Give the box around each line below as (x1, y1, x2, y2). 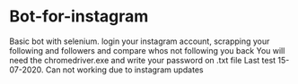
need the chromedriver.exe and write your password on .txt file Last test (9, 55, 276, 65)
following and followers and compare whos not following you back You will (9, 45, 285, 55)
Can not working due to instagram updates (45, 64, 204, 75)
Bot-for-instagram (9, 6, 149, 27)
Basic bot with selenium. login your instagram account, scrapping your (9, 36, 270, 46)
